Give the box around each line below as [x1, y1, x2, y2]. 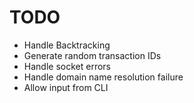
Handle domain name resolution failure [23, 71, 184, 83]
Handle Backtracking [23, 39, 111, 51]
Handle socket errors [23, 60, 111, 72]
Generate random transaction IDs [23, 49, 162, 61]
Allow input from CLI [23, 81, 109, 93]
